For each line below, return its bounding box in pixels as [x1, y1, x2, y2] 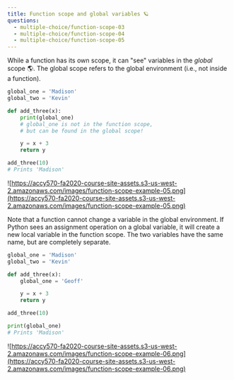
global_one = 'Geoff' [20, 277, 83, 284]
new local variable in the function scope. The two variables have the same [7, 230, 224, 238]
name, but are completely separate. [7, 238, 111, 246]
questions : [7, 17, 40, 24]
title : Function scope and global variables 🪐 [7, 10, 149, 18]
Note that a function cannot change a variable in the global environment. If [7, 215, 224, 223]
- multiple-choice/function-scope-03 [13, 23, 125, 30]
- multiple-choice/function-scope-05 [13, 37, 125, 44]
